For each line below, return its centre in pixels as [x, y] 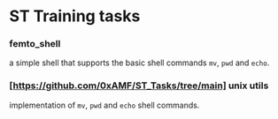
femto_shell [35, 44]
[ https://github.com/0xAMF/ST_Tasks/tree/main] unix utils [139, 86]
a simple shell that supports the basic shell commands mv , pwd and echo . [139, 63]
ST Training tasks [75, 16]
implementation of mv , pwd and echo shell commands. [104, 105]
